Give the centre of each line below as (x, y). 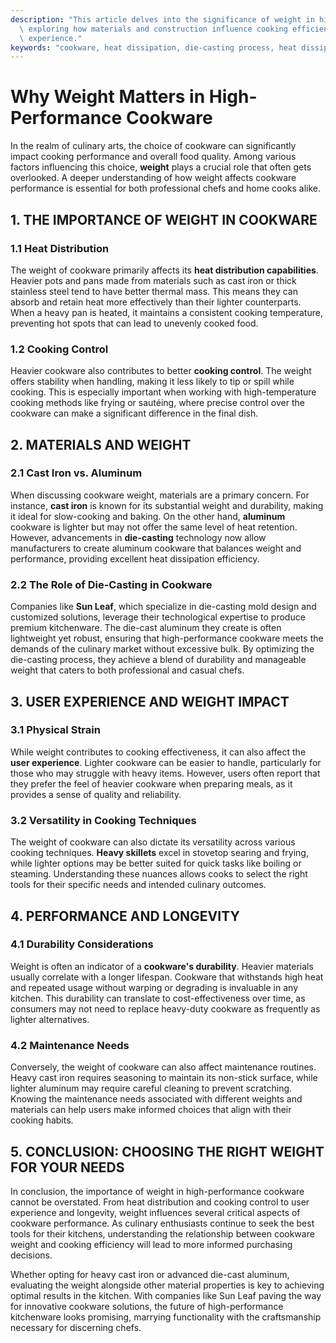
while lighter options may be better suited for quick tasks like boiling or (156, 863)
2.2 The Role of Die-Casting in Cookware (111, 584)
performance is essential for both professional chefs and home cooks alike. (166, 188)
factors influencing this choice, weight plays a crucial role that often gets (161, 167)
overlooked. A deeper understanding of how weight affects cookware (153, 178)
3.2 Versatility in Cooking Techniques (103, 820)
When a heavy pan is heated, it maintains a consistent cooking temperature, (166, 312)
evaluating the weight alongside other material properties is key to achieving (167, 1285)
